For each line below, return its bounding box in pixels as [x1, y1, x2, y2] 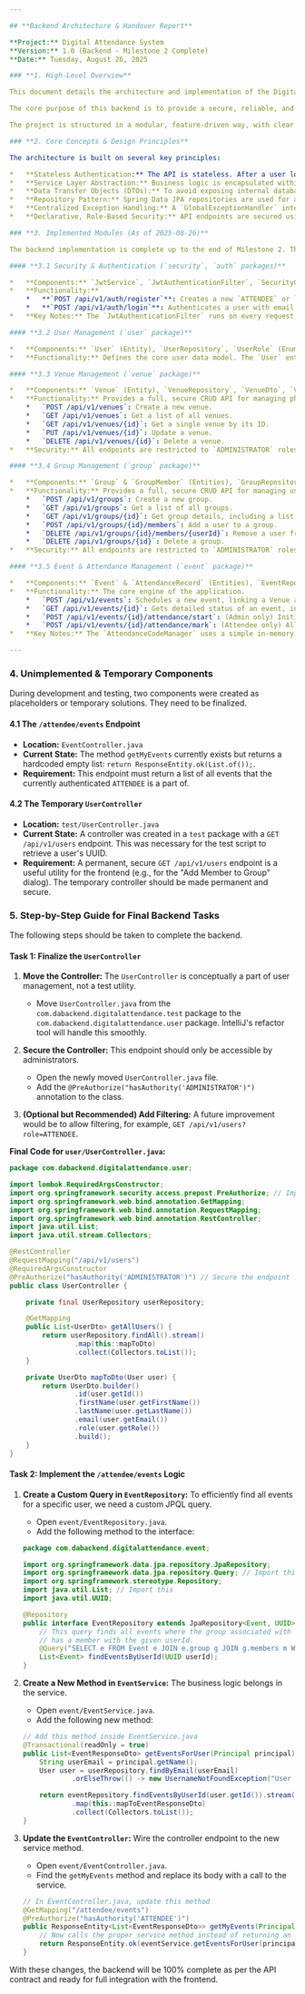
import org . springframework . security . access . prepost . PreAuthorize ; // [9, 1188, 282, 1197]
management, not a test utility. [22, 981, 136, 992]
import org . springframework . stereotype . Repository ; [22, 1577, 222, 1586]
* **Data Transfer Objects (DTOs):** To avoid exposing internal [9, 187, 271, 196]
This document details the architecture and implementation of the [9, 87, 271, 97]
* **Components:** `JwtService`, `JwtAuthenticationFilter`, [9, 278, 254, 287]
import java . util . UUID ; [22, 1594, 113, 1603]
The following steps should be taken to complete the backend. [9, 930, 243, 941]
